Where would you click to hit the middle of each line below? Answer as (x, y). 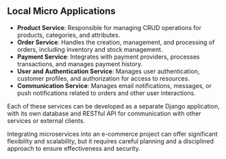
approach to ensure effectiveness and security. (74, 148)
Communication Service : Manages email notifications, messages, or (114, 85)
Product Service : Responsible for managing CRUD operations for (109, 27)
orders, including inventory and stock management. (90, 49)
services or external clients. (46, 120)
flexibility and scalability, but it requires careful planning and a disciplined (111, 141)
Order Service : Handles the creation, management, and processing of (116, 42)
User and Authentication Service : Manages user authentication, (108, 71)
